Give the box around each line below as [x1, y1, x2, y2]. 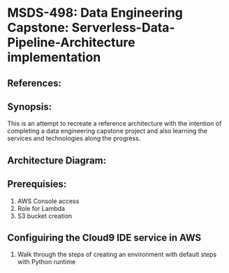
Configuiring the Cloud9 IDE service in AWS [7, 232, 202, 244]
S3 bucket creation [17, 212, 73, 220]
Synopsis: [7, 101, 52, 112]
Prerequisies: [7, 178, 67, 190]
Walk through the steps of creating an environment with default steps [17, 250, 217, 259]
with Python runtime [17, 258, 76, 266]
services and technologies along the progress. [7, 134, 141, 142]
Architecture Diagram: [7, 154, 107, 166]
